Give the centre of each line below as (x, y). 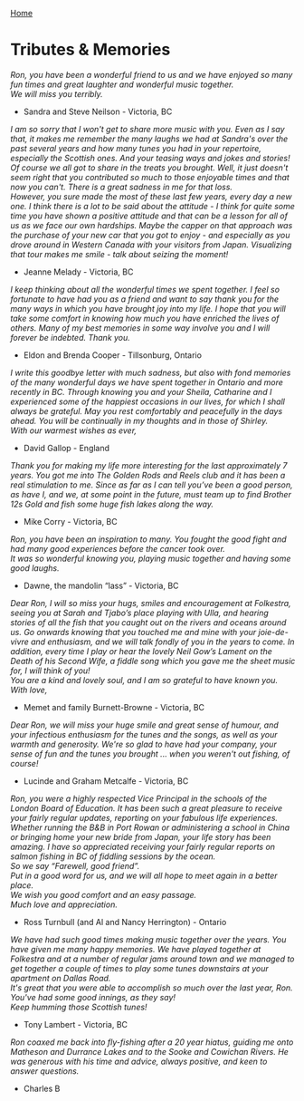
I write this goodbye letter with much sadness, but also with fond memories (151, 372)
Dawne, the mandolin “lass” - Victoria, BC (101, 585)
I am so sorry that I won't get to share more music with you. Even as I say (147, 129)
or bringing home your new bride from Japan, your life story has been (141, 836)
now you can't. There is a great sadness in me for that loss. (122, 187)
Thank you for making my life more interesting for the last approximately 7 (149, 465)
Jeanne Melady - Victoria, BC (78, 272)
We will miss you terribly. (57, 93)
